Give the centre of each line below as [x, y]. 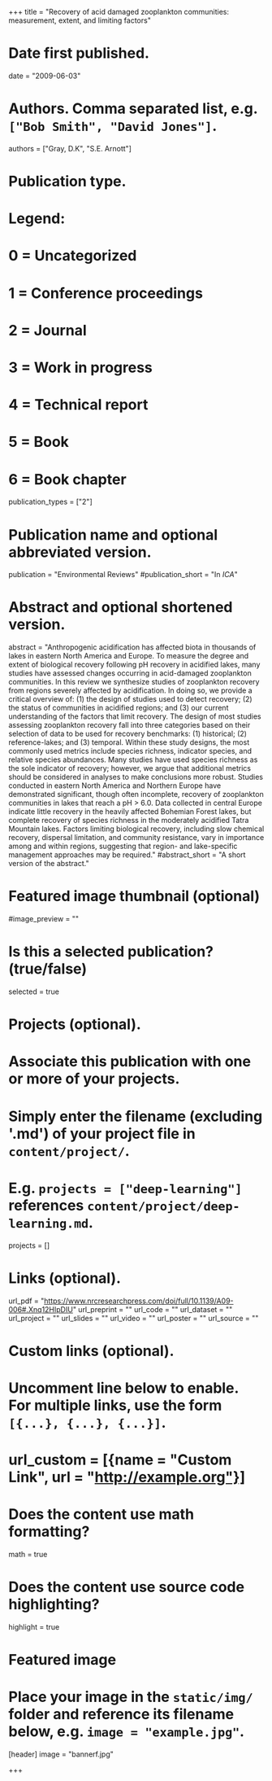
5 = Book [39, 442]
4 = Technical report [78, 405]
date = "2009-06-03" [45, 76]
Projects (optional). [75, 1024]
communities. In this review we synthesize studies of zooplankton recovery [134, 682]
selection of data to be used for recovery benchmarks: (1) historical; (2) [128, 734]
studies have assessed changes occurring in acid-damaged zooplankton [130, 673]
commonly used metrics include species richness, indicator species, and [130, 751]
